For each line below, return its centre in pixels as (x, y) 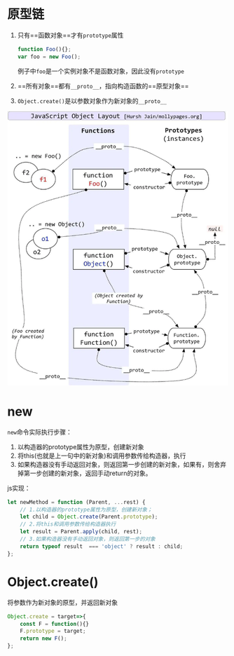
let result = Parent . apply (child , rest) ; (81, 532)
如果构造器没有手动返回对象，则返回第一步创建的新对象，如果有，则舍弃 (122, 464)
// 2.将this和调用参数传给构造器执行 (68, 524)
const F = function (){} (55, 624)
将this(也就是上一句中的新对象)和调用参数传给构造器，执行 (102, 456)
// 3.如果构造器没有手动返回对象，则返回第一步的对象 (88, 539)
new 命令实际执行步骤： (40, 432)
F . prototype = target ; (53, 631)
